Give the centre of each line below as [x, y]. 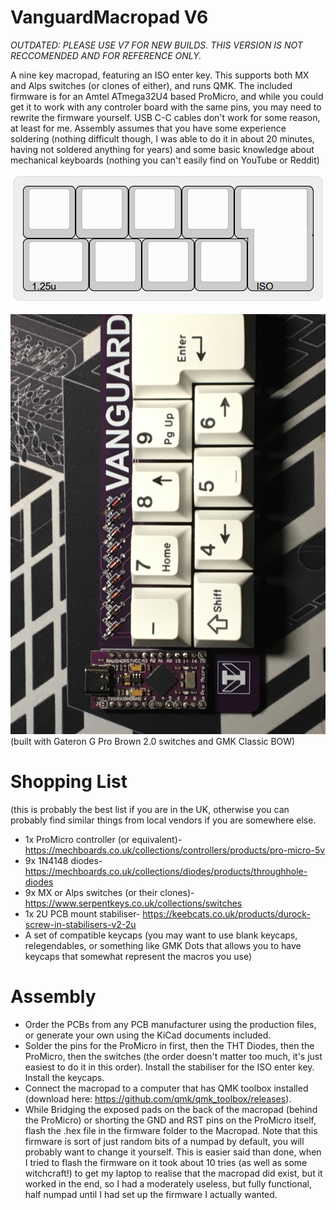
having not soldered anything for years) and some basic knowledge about [162, 149]
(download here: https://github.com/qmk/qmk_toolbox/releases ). [158, 1099]
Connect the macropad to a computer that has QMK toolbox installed [166, 1088]
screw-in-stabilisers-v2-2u [80, 925]
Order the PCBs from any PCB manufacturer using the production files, [170, 1025]
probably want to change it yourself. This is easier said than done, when [173, 1152]
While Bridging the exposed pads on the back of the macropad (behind [171, 1110]
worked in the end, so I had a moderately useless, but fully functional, [168, 1184]
